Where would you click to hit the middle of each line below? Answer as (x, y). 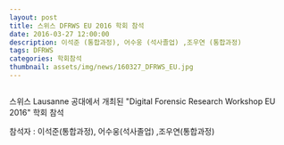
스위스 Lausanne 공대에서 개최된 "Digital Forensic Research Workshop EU (142, 101)
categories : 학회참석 (46, 59)
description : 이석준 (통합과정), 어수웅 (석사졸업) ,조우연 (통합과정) (125, 42)
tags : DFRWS (31, 51)
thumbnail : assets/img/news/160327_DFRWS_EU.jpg (101, 68)
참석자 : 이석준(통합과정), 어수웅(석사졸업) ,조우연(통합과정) (112, 131)
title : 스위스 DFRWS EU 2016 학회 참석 (77, 26)
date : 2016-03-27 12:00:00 (59, 34)
